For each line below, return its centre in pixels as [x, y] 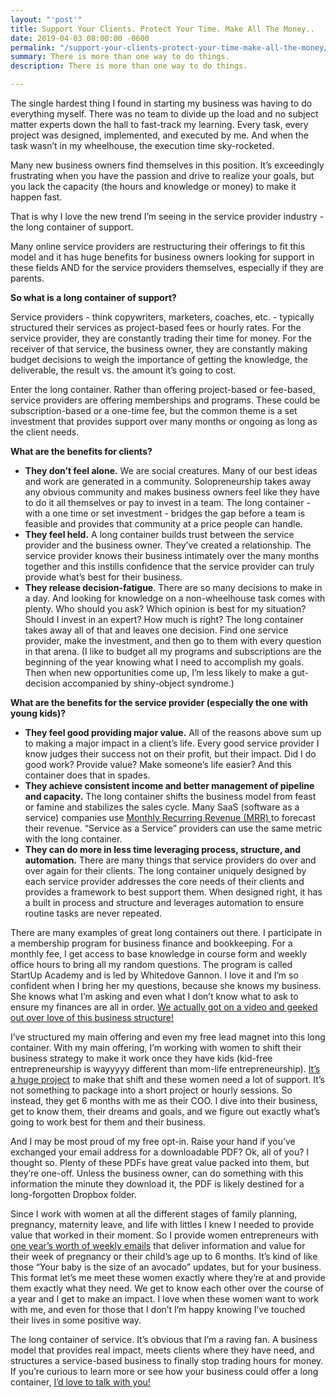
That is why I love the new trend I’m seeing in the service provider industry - [167, 216]
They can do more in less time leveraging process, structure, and [163, 849]
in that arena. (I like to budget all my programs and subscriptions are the [173, 651]
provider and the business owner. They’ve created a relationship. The [168, 545]
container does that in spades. [87, 775]
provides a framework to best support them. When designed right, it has [173, 892]
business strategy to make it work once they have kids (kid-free [141, 1058]
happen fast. [36, 197]
